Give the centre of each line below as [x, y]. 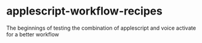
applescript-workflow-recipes [85, 11]
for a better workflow [33, 34]
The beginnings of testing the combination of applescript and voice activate [101, 28]
